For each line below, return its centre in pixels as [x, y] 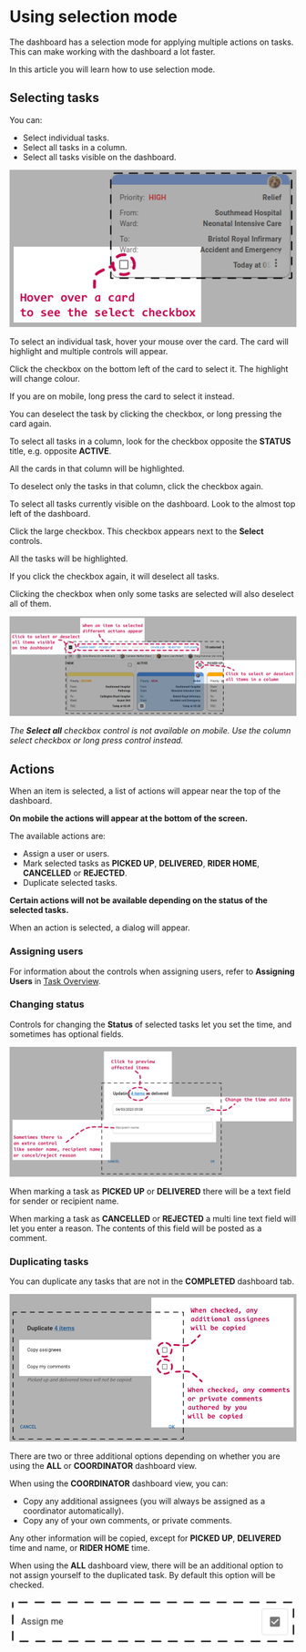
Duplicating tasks [49, 1261]
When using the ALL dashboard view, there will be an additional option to [147, 1565]
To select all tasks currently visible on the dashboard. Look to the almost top [153, 504]
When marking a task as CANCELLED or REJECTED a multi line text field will [153, 1218]
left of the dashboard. [50, 514]
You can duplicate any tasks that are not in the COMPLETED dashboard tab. [152, 1281]
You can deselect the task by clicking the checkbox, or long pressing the [146, 414]
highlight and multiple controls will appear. [89, 352]
